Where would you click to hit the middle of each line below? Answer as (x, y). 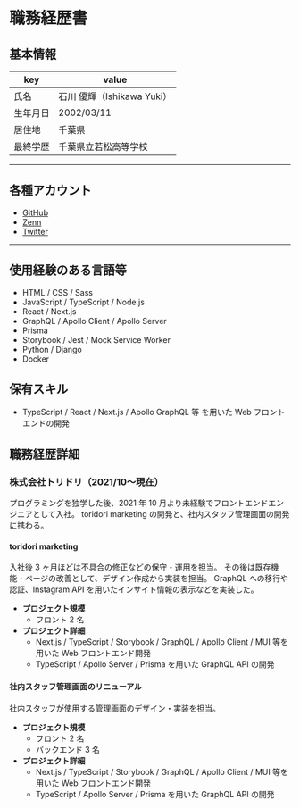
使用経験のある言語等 (68, 270)
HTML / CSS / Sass (58, 292)
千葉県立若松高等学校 (104, 146)
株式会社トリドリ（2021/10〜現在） (86, 481)
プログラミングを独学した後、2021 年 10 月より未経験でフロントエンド (139, 503)
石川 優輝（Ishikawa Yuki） (115, 96)
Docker (36, 359)
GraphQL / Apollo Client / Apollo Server (94, 321)
